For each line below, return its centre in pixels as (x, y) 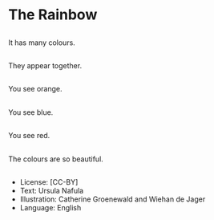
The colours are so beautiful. (56, 159)
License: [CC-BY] (49, 181)
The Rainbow (53, 15)
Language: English (50, 207)
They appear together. (45, 65)
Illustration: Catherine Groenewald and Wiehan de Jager (113, 199)
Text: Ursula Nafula (52, 190)
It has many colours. (42, 43)
